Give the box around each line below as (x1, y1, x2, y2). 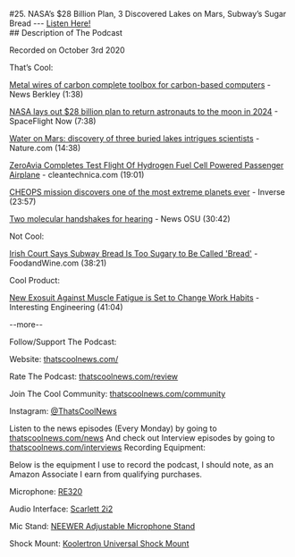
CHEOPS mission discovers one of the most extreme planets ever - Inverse (9, 187, 286, 197)
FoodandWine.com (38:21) (9, 257, 107, 268)
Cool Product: (9, 275, 61, 285)
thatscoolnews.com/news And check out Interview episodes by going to (9, 433, 275, 443)
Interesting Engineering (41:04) (9, 302, 123, 312)
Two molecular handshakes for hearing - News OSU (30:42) (9, 214, 231, 224)
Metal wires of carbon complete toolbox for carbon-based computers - (9, 80, 271, 89)
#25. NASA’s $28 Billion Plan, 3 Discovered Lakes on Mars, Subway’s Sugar (9, 9, 287, 19)
